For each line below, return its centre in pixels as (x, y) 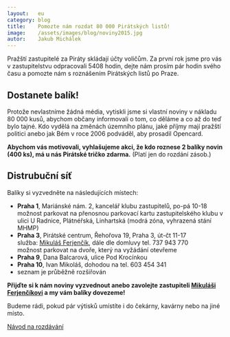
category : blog (29, 20)
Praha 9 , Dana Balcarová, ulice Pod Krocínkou (82, 257)
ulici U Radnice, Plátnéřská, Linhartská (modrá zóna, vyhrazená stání (114, 221)
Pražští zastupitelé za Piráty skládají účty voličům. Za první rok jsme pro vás (114, 59)
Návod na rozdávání (35, 326)
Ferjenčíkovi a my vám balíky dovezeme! (66, 292)
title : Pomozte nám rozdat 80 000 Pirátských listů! (89, 26)
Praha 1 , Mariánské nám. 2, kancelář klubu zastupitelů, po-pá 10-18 (112, 206)
